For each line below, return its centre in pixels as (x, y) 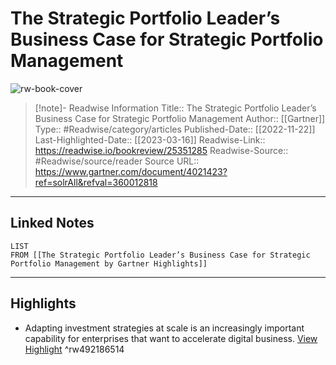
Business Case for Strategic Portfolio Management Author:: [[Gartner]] (180, 118)
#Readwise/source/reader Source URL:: (117, 161)
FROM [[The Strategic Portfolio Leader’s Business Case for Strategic (160, 255)
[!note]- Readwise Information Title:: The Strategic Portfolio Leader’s (175, 108)
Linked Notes (52, 223)
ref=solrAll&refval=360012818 (96, 182)
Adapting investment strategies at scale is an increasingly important (164, 328)
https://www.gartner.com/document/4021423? (131, 171)
